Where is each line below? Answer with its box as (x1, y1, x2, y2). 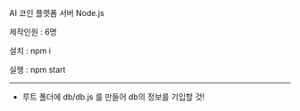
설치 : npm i (9, 45, 52, 56)
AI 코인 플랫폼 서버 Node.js (9, 8, 104, 18)
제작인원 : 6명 (9, 27, 57, 37)
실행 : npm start (9, 65, 66, 75)
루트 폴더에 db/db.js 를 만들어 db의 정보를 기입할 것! (21, 91, 205, 102)
